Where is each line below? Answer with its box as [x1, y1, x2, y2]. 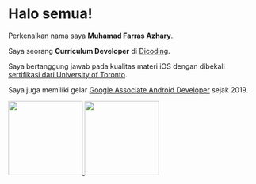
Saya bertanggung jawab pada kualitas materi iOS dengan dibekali [8, 61, 226, 71]
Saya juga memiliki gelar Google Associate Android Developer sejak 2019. [8, 84, 249, 95]
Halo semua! [8, 5, 93, 23]
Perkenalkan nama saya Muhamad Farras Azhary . [8, 31, 174, 40]
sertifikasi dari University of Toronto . [8, 69, 128, 79]
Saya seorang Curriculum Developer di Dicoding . [8, 46, 170, 55]
